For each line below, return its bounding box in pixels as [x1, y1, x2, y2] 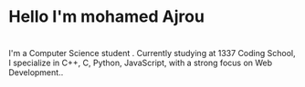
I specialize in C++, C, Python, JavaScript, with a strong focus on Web [8, 57, 273, 69]
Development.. [8, 67, 64, 78]
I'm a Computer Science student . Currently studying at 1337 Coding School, [8, 48, 296, 59]
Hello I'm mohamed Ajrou [8, 6, 205, 27]
